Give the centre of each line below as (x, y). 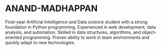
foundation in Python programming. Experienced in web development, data (80, 27)
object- (149, 32)
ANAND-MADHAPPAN (51, 8)
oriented (13, 37)
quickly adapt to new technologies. (40, 42)
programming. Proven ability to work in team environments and (86, 37)
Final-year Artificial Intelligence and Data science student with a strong (76, 22)
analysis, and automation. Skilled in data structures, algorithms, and (73, 32)
